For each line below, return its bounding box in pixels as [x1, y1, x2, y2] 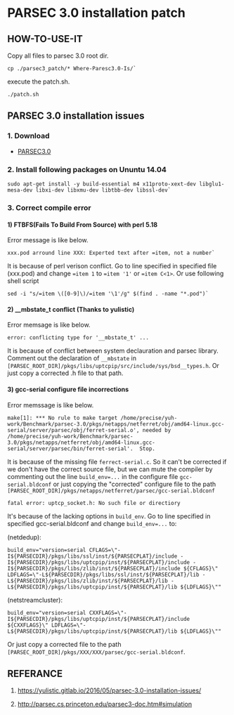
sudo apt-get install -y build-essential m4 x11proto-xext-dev [7, 181, 197, 188]
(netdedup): [7, 532, 42, 542]
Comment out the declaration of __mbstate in [7, 354, 137, 362]
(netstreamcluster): [7, 596, 63, 604]
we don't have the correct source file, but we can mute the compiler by [7, 465, 213, 473]
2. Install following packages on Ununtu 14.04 [7, 164, 167, 174]
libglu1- [199, 181, 225, 188]
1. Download [7, 131, 51, 141]
